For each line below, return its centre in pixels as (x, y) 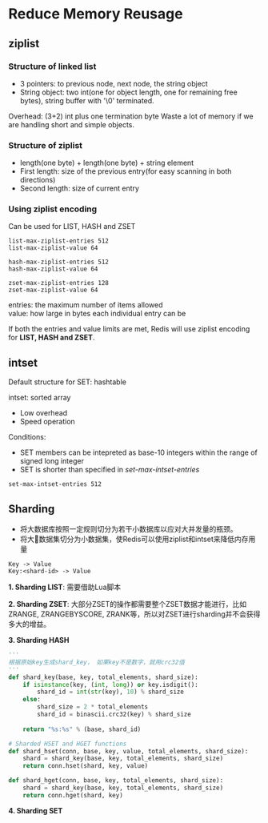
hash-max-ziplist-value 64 (53, 269)
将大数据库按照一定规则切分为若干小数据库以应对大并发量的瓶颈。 (128, 529)
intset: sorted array (40, 398)
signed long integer (52, 461)
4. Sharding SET (36, 810)
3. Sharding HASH (39, 640)
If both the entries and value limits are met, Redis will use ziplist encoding (129, 329)
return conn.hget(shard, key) (73, 795)
